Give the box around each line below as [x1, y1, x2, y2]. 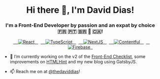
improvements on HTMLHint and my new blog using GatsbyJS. [9, 59, 137, 65]
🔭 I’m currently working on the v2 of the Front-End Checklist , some [9, 54, 146, 59]
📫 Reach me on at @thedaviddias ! [9, 69, 80, 75]
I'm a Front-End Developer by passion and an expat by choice [5, 22, 155, 29]
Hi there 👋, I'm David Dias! [26, 4, 134, 16]
